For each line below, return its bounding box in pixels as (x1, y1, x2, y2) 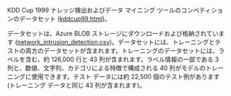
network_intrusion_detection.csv (17, 38, 110, 46)
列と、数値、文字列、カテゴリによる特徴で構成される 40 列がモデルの (7, 64, 206, 72)
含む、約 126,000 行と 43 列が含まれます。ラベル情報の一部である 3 (25, 55, 219, 64)
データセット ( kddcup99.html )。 (19, 15, 111, 23)
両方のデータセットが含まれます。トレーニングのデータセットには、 (25, 47, 219, 55)
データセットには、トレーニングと (117, 38, 215, 46)
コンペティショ (181, 6, 223, 14)
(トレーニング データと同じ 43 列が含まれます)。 (7, 81, 146, 89)
